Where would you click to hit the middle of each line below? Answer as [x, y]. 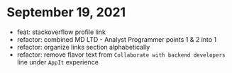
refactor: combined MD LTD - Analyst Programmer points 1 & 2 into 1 [117, 39]
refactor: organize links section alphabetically [83, 47]
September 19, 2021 [66, 12]
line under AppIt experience [57, 62]
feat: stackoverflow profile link [61, 32]
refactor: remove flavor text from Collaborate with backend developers [121, 55]
